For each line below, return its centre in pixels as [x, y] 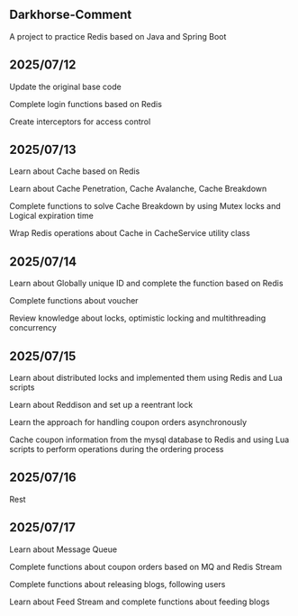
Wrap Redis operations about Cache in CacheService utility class [130, 233]
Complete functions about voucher [74, 301]
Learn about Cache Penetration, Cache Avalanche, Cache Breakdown [138, 189]
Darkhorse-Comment [71, 15]
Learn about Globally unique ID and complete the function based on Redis [146, 284]
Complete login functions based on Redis [86, 104]
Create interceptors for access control [80, 122]
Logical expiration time [52, 216]
